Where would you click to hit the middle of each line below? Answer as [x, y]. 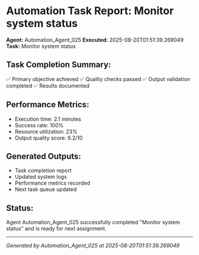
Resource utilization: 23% [46, 131]
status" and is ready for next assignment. [56, 228]
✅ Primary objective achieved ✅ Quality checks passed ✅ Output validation [98, 79]
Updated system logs [41, 177]
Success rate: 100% [39, 125]
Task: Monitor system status [41, 46]
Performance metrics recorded [52, 183]
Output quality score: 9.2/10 [49, 138]
